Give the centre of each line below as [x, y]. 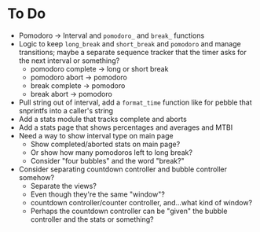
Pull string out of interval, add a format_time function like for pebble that [135, 102]
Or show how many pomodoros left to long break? [112, 152]
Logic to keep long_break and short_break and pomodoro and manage [130, 43]
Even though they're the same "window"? [98, 194]
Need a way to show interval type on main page [96, 135]
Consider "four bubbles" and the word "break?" [108, 160]
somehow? [37, 177]
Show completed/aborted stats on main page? [105, 144]
